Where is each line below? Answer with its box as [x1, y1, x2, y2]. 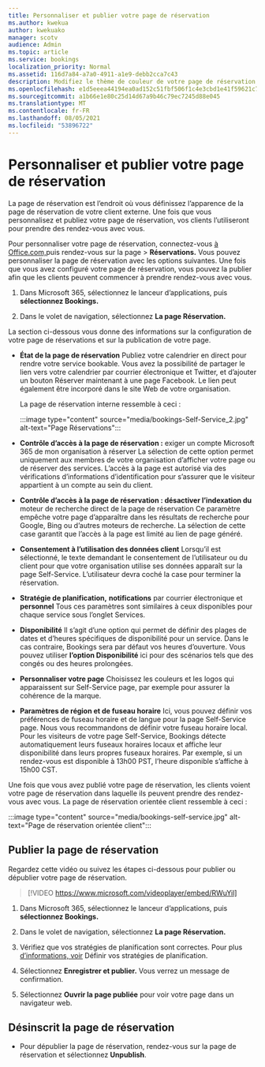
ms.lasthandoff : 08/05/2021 [8, 114, 101, 122]
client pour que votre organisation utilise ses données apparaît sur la [19, 561, 243, 571]
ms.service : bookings [8, 56, 80, 64]
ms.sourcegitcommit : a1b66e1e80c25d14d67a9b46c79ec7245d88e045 [8, 92, 221, 100]
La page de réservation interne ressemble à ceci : [19, 399, 181, 409]
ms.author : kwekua [8, 19, 69, 27]
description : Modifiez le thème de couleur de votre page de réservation [8, 77, 256, 85]
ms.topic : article [8, 48, 69, 56]
